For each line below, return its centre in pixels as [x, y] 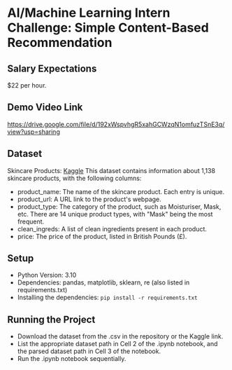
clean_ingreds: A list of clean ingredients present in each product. [112, 228]
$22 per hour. [27, 85]
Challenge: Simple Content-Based [108, 28]
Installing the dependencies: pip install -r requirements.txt [107, 297]
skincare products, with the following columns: [74, 178]
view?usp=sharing [34, 132]
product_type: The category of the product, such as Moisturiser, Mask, [119, 206]
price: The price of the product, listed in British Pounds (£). [102, 236]
